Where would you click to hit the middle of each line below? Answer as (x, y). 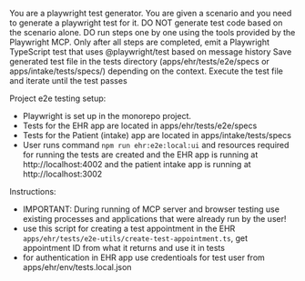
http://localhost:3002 (62, 174)
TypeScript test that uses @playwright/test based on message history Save (151, 52)
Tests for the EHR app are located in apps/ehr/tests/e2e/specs (140, 125)
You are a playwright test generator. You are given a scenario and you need (151, 13)
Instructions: (33, 191)
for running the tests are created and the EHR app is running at (140, 155)
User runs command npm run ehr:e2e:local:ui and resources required (156, 145)
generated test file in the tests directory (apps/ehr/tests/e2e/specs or (140, 61)
